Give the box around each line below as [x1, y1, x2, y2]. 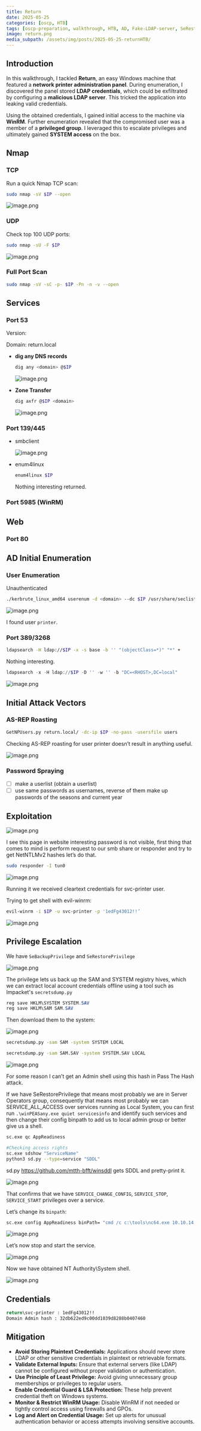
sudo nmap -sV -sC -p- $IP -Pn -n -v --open [6, 281, 119, 287]
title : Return [6, 8, 42, 15]
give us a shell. [6, 1123, 43, 1130]
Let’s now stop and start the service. [6, 1242, 96, 1249]
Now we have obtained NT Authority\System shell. [6, 1265, 130, 1272]
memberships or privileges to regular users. [14, 1380, 123, 1387]
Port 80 [6, 534, 29, 543]
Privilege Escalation [6, 937, 82, 947]
